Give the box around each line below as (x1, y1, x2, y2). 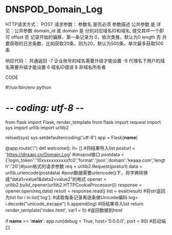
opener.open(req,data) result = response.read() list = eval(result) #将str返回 (5, 188, 165, 194)
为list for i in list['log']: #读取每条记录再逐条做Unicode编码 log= (5, 194, 139, 200)
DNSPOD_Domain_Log (5, 4, 103, 15)
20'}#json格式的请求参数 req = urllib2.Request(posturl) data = (12, 163, 143, 169)
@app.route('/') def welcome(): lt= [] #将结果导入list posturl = (5, 145, 136, 151)
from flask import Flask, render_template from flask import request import (5, 119, 161, 125)
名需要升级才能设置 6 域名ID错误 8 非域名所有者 (5, 64, 106, 70)
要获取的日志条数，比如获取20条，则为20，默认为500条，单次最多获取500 (5, 40, 164, 47)
